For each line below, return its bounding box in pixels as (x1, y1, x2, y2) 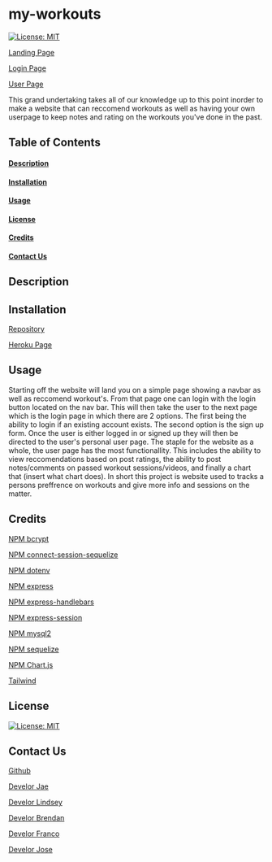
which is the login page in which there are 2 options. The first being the (8, 411, 247, 420)
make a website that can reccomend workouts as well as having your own (8, 103, 256, 113)
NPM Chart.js (8, 660, 54, 669)
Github (8, 766, 31, 776)
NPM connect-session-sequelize (8, 550, 119, 559)
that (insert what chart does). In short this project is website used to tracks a (8, 471, 264, 481)
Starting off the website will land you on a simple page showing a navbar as (8, 385, 261, 394)
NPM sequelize (8, 644, 59, 654)
